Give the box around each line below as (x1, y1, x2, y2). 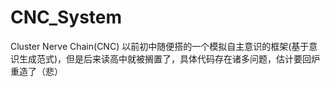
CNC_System (10, 6, 123, 29)
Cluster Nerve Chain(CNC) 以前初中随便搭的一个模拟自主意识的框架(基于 (10, 40, 310, 52)
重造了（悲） (10, 65, 63, 77)
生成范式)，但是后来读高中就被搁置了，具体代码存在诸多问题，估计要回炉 (18, 52, 321, 65)
